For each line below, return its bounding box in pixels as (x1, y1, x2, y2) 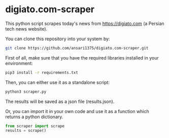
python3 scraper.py (5, 89, 47, 94)
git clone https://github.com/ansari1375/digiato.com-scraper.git (5, 45, 149, 50)
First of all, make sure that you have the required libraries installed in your (5, 54, 159, 61)
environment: (5, 60, 33, 66)
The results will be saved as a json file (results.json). (5, 98, 115, 104)
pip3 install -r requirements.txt (5, 70, 79, 75)
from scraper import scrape (5, 123, 65, 128)
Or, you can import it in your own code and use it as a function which (5, 108, 149, 114)
